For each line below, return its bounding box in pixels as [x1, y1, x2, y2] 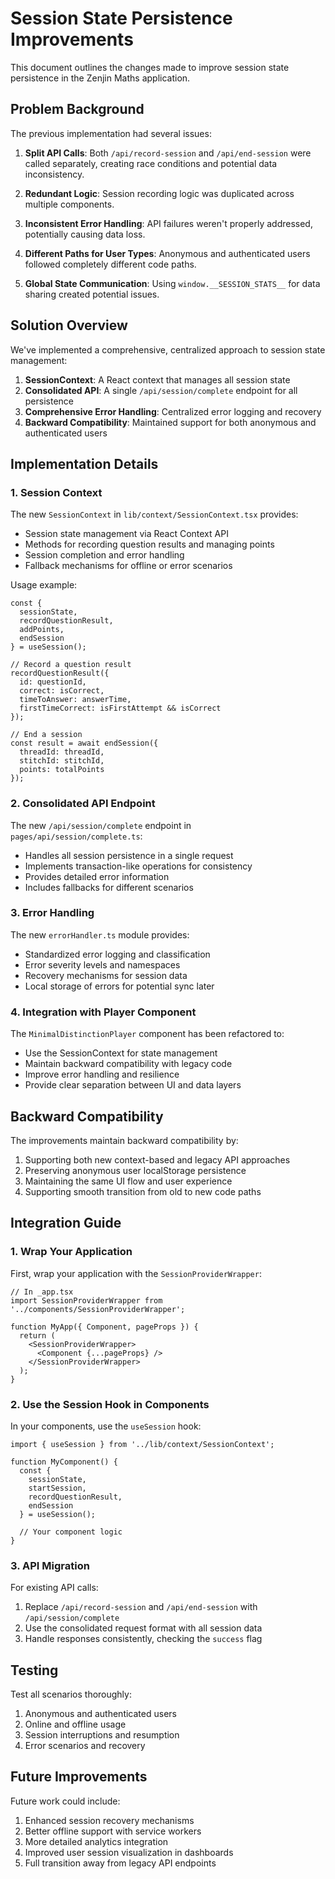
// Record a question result [10, 660, 132, 670]
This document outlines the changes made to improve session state [10, 61, 290, 73]
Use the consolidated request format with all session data [24, 1622, 263, 1634]
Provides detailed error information [24, 870, 170, 882]
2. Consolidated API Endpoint [10, 797, 156, 811]
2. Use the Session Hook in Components [10, 1397, 210, 1411]
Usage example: [10, 579, 78, 591]
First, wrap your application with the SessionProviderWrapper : [10, 1267, 262, 1279]
